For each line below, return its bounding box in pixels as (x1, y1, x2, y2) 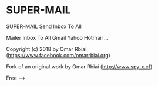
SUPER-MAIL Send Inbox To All (6, 23, 82, 30)
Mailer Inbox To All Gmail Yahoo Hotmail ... (6, 34, 109, 41)
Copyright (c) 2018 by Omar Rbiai (6, 45, 87, 53)
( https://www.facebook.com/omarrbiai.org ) (6, 51, 110, 59)
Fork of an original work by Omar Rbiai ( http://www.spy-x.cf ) (6, 63, 153, 70)
